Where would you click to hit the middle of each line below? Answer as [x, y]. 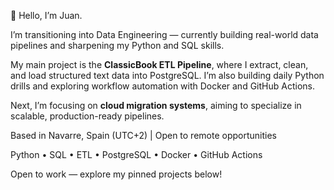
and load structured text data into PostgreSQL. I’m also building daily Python [167, 75]
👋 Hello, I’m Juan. [46, 15]
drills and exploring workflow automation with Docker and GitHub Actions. [162, 86]
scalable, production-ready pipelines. [87, 116]
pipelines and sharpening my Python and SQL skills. [117, 45]
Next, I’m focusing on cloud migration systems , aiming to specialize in [156, 105]
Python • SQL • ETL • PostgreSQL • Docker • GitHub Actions [136, 154]
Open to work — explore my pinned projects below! [116, 174]
